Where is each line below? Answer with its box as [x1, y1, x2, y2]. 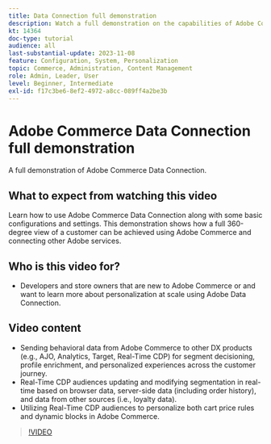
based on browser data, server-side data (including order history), [36, 385, 256, 396]
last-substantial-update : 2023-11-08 [8, 49, 135, 57]
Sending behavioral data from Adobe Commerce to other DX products [19, 342, 252, 352]
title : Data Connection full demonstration [8, 11, 157, 20]
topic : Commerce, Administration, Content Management [8, 65, 194, 73]
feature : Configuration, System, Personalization [8, 57, 179, 65]
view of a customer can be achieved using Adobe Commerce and [33, 228, 252, 237]
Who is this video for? [8, 259, 121, 273]
